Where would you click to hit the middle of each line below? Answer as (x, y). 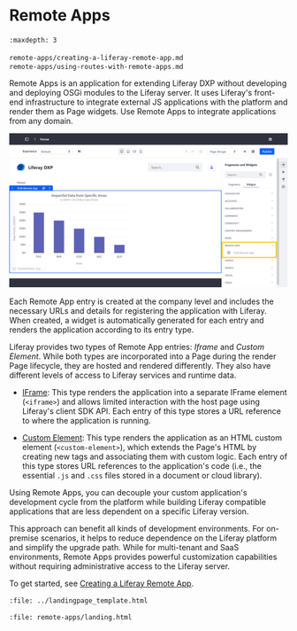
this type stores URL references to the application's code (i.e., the (142, 465)
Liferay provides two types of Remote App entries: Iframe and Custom (137, 347)
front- (265, 92)
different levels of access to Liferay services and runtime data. (123, 375)
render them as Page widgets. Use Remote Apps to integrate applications (143, 111)
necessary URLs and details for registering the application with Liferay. (138, 310)
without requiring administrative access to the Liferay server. (120, 566)
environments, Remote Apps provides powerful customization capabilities (143, 557)
